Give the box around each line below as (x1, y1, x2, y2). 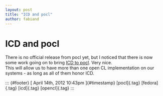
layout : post (5, 7, 33, 12)
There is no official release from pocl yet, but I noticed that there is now (5, 54, 153, 60)
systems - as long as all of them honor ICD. (5, 70, 94, 76)
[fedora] (141, 80, 158, 86)
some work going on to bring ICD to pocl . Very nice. (5, 60, 112, 66)
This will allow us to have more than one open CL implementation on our (5, 65, 154, 71)
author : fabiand (5, 16, 39, 21)
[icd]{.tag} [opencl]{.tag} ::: (18, 85, 75, 91)
